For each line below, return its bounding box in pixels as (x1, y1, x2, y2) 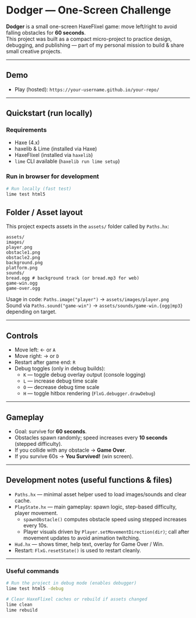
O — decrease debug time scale (23, 384, 100, 391)
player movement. (14, 509, 58, 516)
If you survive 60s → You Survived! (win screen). (14, 452, 134, 460)
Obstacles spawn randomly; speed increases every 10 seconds (14, 434, 168, 441)
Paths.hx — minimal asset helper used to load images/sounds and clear (14, 490, 187, 498)
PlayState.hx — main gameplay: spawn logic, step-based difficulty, (14, 503, 177, 510)
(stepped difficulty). (14, 440, 62, 447)
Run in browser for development (6, 172, 99, 180)
